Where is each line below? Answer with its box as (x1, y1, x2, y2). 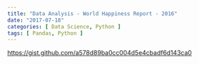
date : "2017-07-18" (7, 17, 65, 24)
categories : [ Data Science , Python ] (7, 23, 121, 30)
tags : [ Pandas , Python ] (7, 29, 83, 37)
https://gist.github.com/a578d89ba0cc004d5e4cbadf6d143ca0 (7, 49, 192, 57)
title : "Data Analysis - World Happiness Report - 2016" (7, 10, 178, 17)
